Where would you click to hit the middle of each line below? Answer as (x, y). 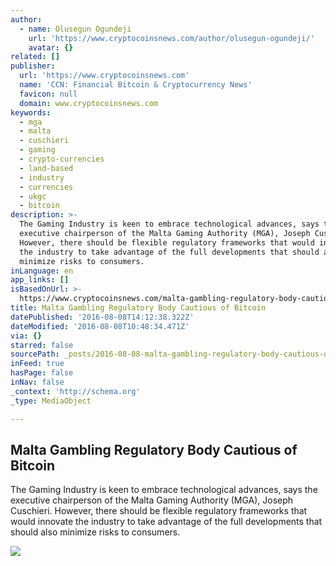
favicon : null (48, 94)
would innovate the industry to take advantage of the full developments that (166, 522)
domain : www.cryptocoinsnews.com (89, 103)
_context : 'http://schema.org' (75, 391)
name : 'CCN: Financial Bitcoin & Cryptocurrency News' (136, 85)
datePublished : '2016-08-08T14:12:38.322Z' (102, 317)
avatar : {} (51, 47)
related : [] (35, 57)
